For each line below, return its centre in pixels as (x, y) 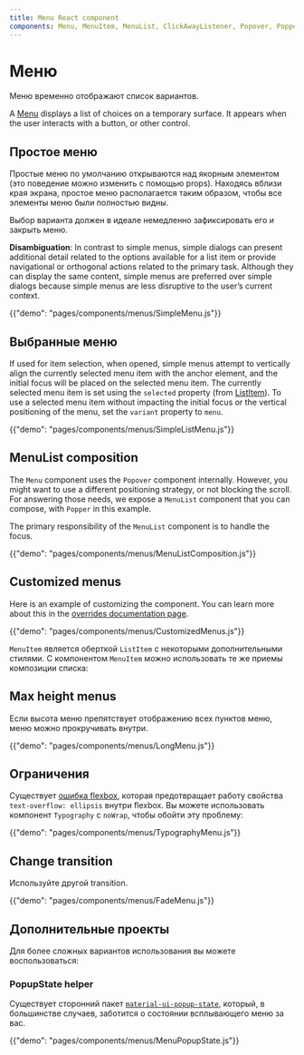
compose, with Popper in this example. (81, 508)
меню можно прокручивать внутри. (79, 728)
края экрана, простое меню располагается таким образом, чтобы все (146, 193)
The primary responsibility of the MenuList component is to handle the (139, 526)
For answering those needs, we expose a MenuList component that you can (150, 499)
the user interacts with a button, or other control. (100, 123)
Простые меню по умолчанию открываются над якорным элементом (145, 174)
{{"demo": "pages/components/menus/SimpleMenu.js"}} (115, 313)
